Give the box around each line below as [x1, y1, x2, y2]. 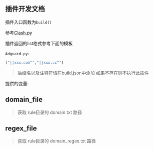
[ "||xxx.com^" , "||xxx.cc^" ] [5, 60, 64, 65]
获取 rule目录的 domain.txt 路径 [17, 109, 82, 115]
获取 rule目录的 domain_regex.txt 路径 [17, 138, 96, 144]
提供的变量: [5, 80, 29, 86]
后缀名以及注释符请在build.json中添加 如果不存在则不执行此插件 [17, 70, 149, 76]
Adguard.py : [5, 50, 29, 56]
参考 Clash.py [5, 30, 33, 36]
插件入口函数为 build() [5, 19, 52, 25]
